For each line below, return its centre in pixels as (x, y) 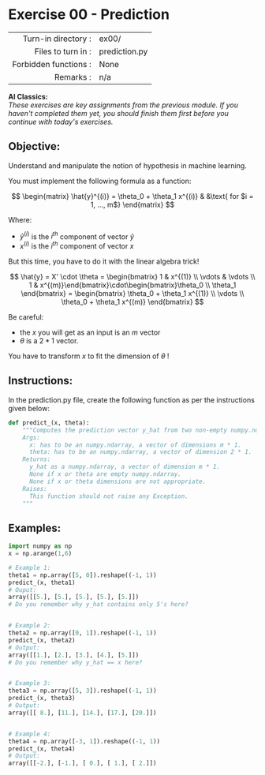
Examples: (35, 528)
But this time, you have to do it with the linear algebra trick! (104, 261)
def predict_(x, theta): (49, 423)
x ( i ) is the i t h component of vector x (77, 245)
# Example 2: (30, 626)
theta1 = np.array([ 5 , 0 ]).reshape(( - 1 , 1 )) (82, 575)
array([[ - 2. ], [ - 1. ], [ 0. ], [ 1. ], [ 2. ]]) (82, 763)
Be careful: (26, 317)
